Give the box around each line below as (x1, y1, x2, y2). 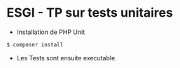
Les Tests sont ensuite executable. (16, 53, 117, 62)
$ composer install (6, 41, 64, 48)
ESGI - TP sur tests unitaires (6, 5, 173, 21)
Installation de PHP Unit (16, 28, 85, 36)
